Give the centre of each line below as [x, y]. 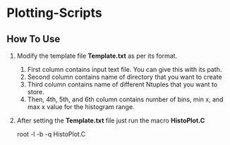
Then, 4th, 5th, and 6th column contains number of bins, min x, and [125, 99]
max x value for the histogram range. [81, 107]
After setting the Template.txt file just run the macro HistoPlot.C [111, 120]
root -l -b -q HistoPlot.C [51, 134]
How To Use [34, 39]
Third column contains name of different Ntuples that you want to [122, 84]
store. [36, 92]
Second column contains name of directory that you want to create [125, 77]
